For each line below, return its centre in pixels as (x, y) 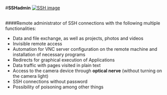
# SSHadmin (18, 8)
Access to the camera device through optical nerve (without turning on (87, 71)
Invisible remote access (37, 44)
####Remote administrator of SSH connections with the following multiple (83, 23)
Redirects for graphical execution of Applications (64, 60)
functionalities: (21, 28)
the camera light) (30, 76)
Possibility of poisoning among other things (58, 87)
